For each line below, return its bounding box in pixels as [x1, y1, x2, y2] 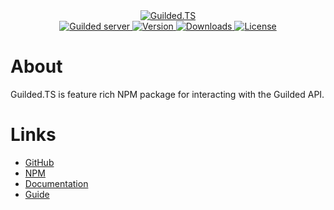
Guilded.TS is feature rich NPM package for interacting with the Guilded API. [10, 88, 325, 100]
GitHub [24, 156, 55, 168]
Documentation [24, 177, 89, 189]
